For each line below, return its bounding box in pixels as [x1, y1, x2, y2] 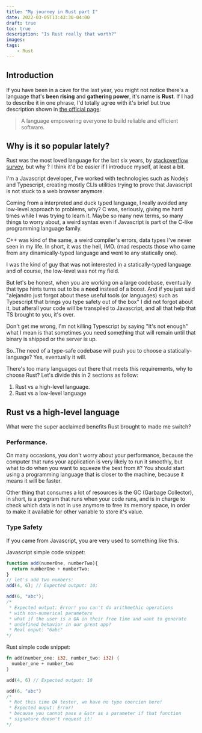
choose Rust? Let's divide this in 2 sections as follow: [6, 371, 138, 379]
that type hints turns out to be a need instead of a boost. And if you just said [6, 285, 195, 292]
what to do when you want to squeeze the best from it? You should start [6, 465, 185, 472]
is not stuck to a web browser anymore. [6, 188, 104, 195]
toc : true [6, 25, 31, 32]
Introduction [6, 70, 54, 81]
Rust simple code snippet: [6, 643, 71, 651]
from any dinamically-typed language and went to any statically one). [6, 249, 178, 256]
